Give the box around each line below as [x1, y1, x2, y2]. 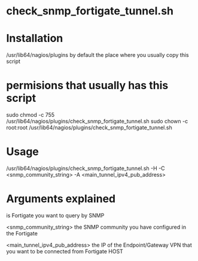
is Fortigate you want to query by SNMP [6, 211, 105, 219]
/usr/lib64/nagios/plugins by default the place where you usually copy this [6, 51, 190, 59]
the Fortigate [6, 229, 38, 237]
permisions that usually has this [6, 79, 169, 92]
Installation [6, 32, 63, 45]
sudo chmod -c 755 [6, 111, 55, 119]
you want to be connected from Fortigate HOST [6, 247, 124, 255]
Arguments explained [6, 192, 115, 206]
